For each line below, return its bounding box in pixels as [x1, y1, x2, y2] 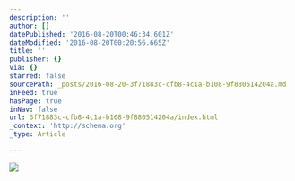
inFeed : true [9, 88, 58, 97]
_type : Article [9, 130, 66, 139]
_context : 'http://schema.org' [9, 122, 126, 131]
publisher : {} [9, 55, 63, 64]
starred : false [9, 72, 66, 81]
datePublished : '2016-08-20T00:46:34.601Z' [9, 30, 175, 39]
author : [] [9, 22, 50, 30]
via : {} [9, 64, 39, 73]
